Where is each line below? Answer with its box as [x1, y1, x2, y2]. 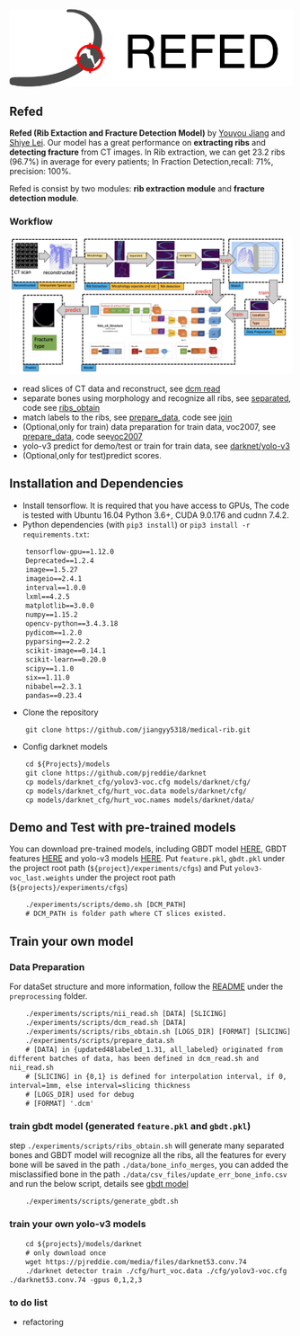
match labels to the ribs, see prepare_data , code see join [22, 412, 233, 423]
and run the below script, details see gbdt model [9, 1179, 189, 1189]
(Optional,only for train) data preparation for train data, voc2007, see [22, 421, 277, 432]
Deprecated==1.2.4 [25, 556, 94, 566]
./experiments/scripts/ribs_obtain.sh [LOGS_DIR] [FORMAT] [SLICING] [25, 1028, 292, 1037]
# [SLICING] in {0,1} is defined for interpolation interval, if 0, [25, 1073, 287, 1082]
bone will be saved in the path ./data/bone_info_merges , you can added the [9, 1160, 289, 1171]
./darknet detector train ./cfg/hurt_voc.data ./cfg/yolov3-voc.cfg [25, 1266, 287, 1276]
